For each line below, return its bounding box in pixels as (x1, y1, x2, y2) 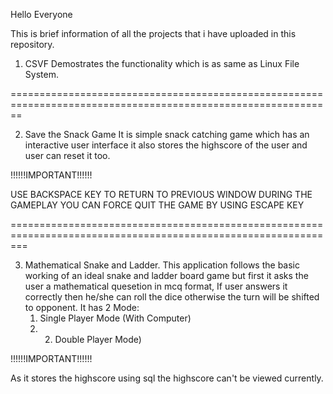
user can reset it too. (24, 150, 111, 161)
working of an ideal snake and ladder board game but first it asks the (24, 270, 309, 281)
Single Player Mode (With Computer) (39, 312, 192, 324)
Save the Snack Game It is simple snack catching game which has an (24, 129, 310, 140)
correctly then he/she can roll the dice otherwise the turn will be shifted (24, 291, 320, 303)
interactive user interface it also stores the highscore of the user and (24, 139, 308, 151)
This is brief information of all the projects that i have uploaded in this (10, 28, 297, 39)
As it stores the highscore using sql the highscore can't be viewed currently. (10, 372, 324, 384)
